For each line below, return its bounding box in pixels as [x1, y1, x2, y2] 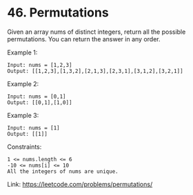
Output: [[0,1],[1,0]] [7, 99, 72, 106]
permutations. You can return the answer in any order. [7, 34, 161, 43]
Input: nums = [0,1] [7, 93, 67, 100]
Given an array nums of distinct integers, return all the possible [7, 28, 186, 36]
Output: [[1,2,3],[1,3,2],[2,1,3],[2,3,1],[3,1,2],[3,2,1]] [7, 68, 184, 74]
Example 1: [7, 48, 38, 57]
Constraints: [7, 143, 42, 151]
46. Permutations [7, 5, 109, 21]
